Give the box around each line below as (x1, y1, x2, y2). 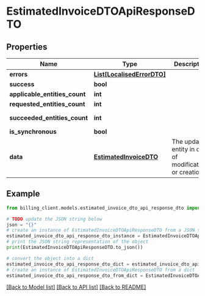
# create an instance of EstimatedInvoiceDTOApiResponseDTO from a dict (6, 267, 195, 273)
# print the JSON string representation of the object (6, 239, 149, 245)
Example (6, 188, 40, 199)
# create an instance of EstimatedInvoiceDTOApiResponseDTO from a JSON (6, 228, 195, 234)
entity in (171, 145, 195, 154)
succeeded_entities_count (9, 114, 88, 122)
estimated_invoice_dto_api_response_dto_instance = (6, 233, 140, 239)
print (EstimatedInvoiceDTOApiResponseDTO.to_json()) (6, 245, 143, 251)
